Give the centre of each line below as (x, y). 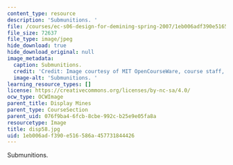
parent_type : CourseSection (48, 110)
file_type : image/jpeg (40, 39)
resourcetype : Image (37, 123)
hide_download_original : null (51, 52)
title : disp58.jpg (34, 129)
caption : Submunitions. (48, 65)
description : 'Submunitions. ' (52, 20)
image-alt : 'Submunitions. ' (55, 78)
